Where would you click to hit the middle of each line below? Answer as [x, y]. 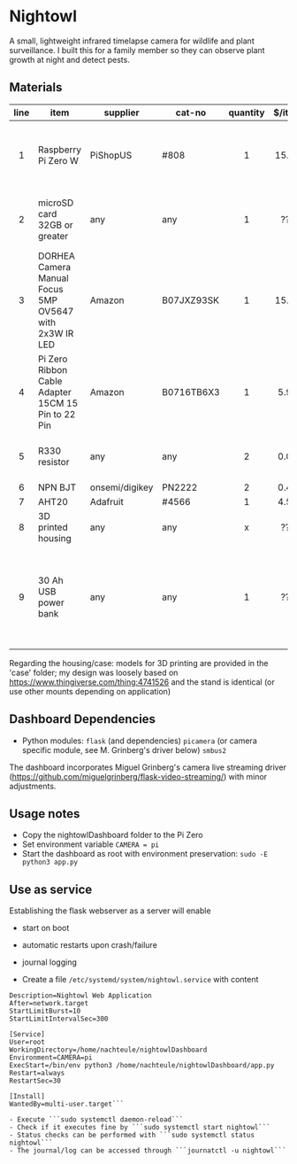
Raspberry [60, 150]
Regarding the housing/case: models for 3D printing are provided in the [139, 663]
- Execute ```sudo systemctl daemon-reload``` [96, 1120]
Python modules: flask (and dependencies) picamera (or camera [140, 741]
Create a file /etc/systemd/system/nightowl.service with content [140, 980]
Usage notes [45, 814]
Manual [53, 278]
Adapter [55, 392]
